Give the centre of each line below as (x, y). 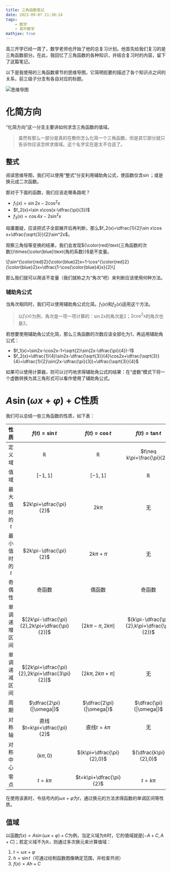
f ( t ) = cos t (98, 433)
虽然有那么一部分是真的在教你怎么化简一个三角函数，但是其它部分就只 (92, 138)
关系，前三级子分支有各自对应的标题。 (46, 79)
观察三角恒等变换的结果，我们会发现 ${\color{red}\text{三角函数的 (74, 245)
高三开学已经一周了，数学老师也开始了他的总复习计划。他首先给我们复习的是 (86, 49)
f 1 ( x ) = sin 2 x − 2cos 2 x (37, 203)
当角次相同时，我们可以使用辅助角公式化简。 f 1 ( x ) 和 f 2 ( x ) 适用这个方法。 (80, 305)
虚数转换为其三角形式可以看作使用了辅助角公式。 (61, 378)
